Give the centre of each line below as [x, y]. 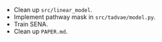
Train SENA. [31, 24]
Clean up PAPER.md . [40, 31]
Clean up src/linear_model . [53, 10]
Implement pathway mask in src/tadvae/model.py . [85, 17]
